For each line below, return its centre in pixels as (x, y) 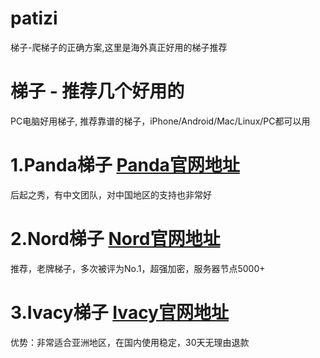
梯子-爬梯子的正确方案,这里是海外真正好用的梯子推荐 (119, 47)
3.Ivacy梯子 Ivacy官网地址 (119, 312)
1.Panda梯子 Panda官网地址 (125, 165)
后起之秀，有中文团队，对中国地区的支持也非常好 (111, 194)
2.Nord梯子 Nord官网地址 (115, 239)
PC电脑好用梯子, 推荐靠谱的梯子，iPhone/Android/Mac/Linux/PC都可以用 (160, 121)
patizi (34, 18)
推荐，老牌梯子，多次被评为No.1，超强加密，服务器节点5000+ (138, 268)
